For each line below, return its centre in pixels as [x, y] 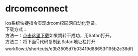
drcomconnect [37, 9]
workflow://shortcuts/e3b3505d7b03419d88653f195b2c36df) [70, 49]
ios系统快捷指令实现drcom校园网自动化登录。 [52, 23]
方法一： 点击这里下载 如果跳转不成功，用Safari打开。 [60, 35]
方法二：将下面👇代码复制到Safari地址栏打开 [50, 41]
